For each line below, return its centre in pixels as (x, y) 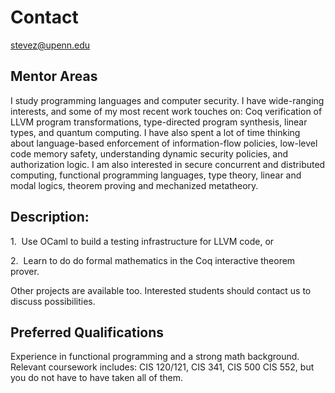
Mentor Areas (54, 76)
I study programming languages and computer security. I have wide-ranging (167, 100)
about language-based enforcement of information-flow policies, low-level (164, 143)
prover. (25, 271)
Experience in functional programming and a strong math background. (155, 357)
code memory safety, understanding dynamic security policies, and (149, 153)
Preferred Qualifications (87, 332)
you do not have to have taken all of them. (96, 378)
